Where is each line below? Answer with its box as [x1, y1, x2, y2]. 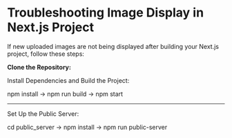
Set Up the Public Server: [7, 109, 79, 118]
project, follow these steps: [7, 50, 85, 58]
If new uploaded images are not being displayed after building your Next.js [7, 42, 220, 50]
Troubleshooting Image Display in [7, 5, 204, 21]
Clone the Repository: [7, 63, 71, 71]
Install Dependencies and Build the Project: [7, 76, 130, 84]
